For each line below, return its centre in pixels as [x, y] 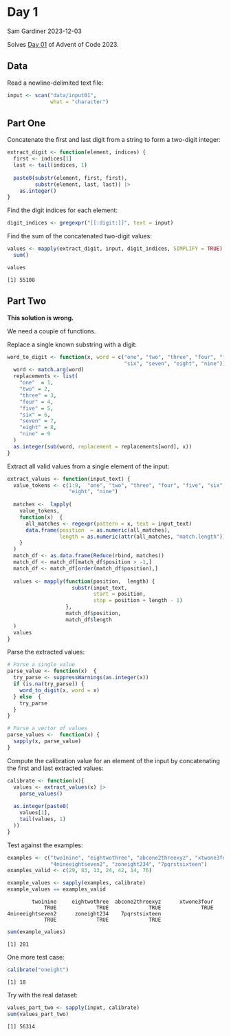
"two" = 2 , [35, 389]
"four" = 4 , [36, 402]
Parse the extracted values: [46, 652]
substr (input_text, [100, 588]
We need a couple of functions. [52, 331]
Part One [26, 123]
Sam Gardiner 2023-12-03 [45, 31]
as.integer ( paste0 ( [41, 807]
